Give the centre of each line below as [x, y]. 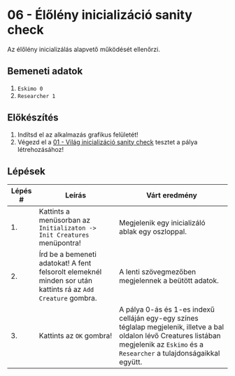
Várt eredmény [171, 195]
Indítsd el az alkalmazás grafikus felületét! [78, 134]
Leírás [76, 195]
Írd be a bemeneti [67, 254]
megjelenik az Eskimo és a [161, 344]
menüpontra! [60, 243]
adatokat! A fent [65, 263]
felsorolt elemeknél [70, 272]
